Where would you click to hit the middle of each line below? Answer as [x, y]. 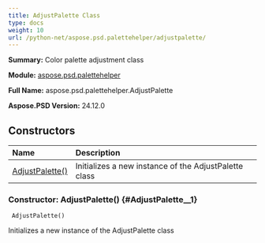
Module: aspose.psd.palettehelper [64, 75]
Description [98, 153]
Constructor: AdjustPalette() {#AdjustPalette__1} [103, 200]
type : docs [26, 23]
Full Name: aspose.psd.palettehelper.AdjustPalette [91, 91]
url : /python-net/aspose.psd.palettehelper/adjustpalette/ [107, 37]
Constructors [42, 131]
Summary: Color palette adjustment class [76, 60]
